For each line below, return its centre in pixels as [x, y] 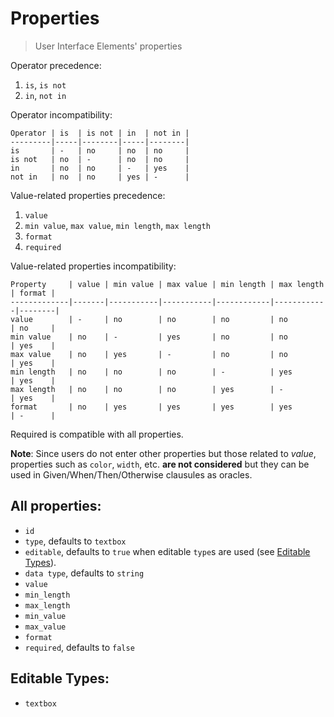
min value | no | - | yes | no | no [149, 337]
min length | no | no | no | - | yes [151, 372]
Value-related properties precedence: [88, 195]
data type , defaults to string [84, 573]
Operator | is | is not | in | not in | [100, 133]
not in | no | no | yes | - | [100, 177]
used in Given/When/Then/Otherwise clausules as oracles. [131, 474]
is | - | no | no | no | [100, 150]
